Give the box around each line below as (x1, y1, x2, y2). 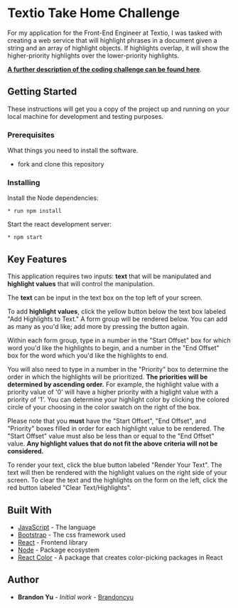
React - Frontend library (17, 538, 88, 546)
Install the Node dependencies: (7, 194, 99, 202)
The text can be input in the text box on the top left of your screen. (7, 293, 203, 302)
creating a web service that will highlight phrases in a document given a (7, 36, 218, 44)
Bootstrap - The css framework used (17, 530, 126, 539)
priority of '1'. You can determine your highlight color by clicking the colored (7, 395, 229, 404)
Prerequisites (7, 130, 55, 140)
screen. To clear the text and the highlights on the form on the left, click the (7, 476, 228, 485)
